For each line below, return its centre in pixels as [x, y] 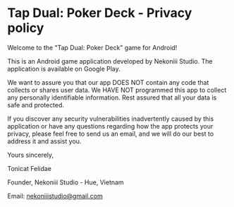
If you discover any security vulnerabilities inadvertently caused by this [111, 119]
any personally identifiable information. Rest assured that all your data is [112, 97]
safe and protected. [36, 105]
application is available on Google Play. [64, 69]
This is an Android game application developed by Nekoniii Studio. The [110, 61]
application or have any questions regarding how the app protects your [110, 126]
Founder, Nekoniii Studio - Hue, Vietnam [66, 182]
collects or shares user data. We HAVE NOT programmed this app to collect [117, 90]
